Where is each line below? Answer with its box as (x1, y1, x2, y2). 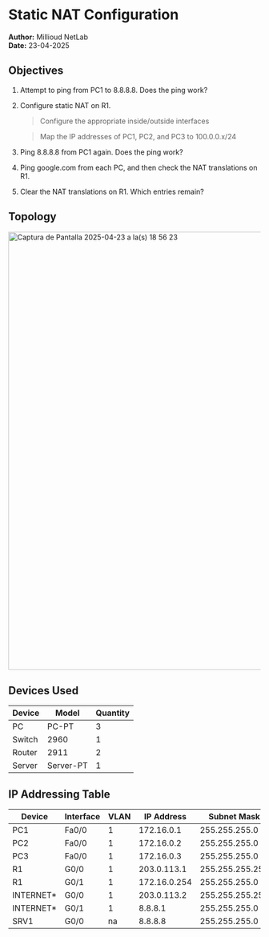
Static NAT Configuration (8, 6, 179, 24)
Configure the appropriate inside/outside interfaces (39, 116, 210, 126)
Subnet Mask (208, 811, 260, 822)
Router (12, 747, 38, 758)
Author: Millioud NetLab (8, 32, 88, 42)
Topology (8, 210, 57, 223)
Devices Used (8, 683, 79, 698)
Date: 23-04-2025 (8, 40, 70, 50)
